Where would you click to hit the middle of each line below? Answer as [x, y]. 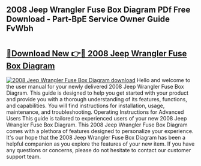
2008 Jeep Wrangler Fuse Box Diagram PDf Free [98, 10]
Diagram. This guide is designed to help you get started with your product [97, 93]
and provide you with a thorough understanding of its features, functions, [97, 99]
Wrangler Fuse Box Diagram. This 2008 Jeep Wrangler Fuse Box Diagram [97, 125]
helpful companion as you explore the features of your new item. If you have [100, 144]
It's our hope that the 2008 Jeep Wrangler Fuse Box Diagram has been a [96, 138]
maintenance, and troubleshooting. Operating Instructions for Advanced [95, 112]
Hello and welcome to [164, 80]
